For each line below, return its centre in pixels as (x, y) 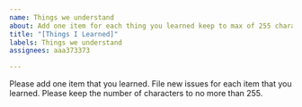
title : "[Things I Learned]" (64, 34)
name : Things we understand (62, 17)
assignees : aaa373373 (50, 51)
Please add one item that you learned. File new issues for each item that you (151, 84)
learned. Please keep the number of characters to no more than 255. (136, 94)
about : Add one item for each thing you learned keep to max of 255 (140, 26)
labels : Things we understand (66, 42)
